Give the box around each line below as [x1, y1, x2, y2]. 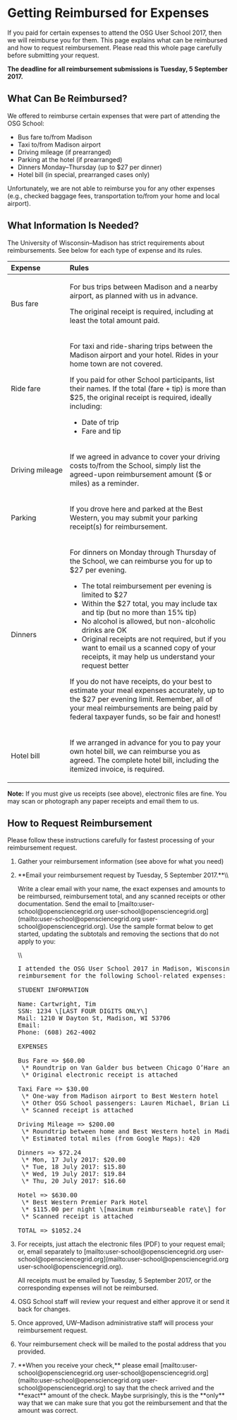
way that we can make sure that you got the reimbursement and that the [17, 1399, 228, 1407]
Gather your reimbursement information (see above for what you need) [17, 857, 224, 866]
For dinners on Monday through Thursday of [69, 547, 217, 557]
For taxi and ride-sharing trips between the [69, 341, 213, 351]
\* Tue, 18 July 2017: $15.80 [21, 1163, 126, 1171]
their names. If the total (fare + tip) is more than [69, 384, 226, 394]
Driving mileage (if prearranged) [17, 147, 111, 156]
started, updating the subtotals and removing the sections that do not [17, 929, 219, 939]
